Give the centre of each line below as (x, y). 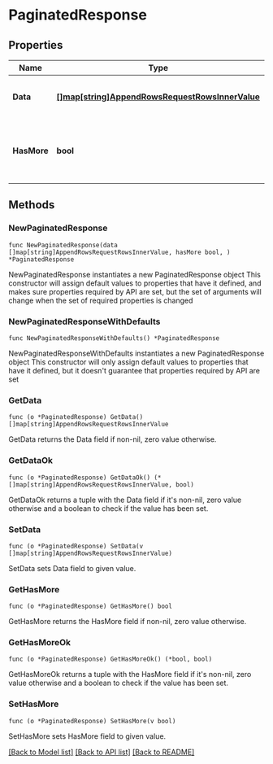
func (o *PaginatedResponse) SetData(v (76, 546)
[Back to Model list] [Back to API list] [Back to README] (102, 752)
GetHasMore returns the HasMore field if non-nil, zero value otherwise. (128, 622)
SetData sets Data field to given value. (72, 568)
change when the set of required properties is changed (101, 300)
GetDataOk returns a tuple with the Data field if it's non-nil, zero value (125, 500)
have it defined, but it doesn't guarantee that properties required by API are (134, 370)
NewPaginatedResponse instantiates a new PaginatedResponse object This (135, 274)
